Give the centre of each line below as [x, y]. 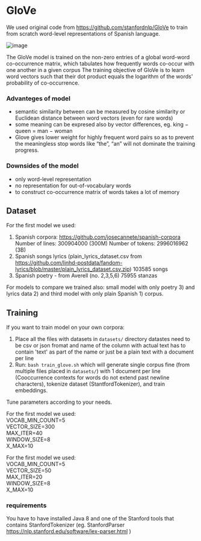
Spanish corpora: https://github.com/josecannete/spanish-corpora [97, 237]
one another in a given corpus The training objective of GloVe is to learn [95, 70]
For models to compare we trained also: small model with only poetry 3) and [100, 287]
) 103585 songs [149, 269]
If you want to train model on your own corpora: [65, 328]
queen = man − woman [44, 131]
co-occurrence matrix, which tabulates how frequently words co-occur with [100, 63]
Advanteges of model [39, 99]
